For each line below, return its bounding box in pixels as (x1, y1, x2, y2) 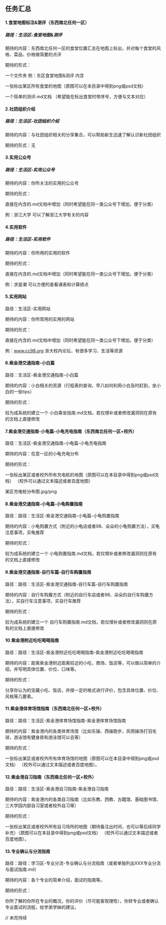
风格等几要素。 (5, 693, 36, 699)
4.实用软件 (5, 224, 27, 230)
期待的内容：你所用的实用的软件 (5, 249, 70, 255)
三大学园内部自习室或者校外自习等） (5, 802, 79, 808)
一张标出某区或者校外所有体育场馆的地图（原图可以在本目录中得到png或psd (5, 755, 159, 761)
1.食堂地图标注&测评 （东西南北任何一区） (5, 19, 90, 25)
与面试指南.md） (5, 866, 39, 872)
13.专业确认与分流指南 (5, 848, 50, 854)
